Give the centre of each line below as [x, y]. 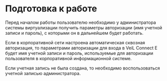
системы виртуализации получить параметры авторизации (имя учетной [84, 27]
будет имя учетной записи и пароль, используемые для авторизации [79, 53]
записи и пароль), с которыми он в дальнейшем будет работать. [74, 33]
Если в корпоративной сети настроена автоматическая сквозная [75, 42]
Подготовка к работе [51, 9]
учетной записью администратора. [43, 73]
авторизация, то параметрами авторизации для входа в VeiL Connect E [81, 48]
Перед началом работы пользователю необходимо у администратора [81, 22]
